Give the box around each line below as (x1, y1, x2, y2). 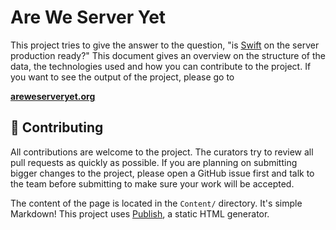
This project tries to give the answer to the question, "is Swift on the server (10, 39, 320, 51)
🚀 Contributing (10, 119, 104, 136)
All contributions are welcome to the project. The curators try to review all (10, 146, 314, 158)
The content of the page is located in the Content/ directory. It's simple (10, 197, 303, 209)
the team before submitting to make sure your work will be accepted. (10, 177, 295, 190)
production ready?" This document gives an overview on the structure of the (10, 49, 326, 61)
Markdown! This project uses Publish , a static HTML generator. (10, 207, 270, 220)
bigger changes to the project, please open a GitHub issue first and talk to (10, 167, 315, 179)
